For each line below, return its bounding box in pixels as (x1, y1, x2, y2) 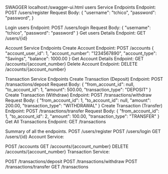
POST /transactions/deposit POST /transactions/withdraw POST (5, 158, 138, 164)
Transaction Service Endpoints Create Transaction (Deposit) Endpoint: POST (5, 76, 163, 82)
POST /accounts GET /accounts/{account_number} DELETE (5, 143, 129, 149)
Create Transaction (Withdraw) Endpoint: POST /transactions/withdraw (5, 92, 152, 98)
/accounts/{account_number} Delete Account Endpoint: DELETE (5, 61, 138, 67)
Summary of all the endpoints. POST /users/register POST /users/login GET (5, 128, 161, 134)
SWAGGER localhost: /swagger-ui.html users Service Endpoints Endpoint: (5, 5, 156, 10)
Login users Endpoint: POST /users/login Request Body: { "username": (5, 25, 151, 31)
